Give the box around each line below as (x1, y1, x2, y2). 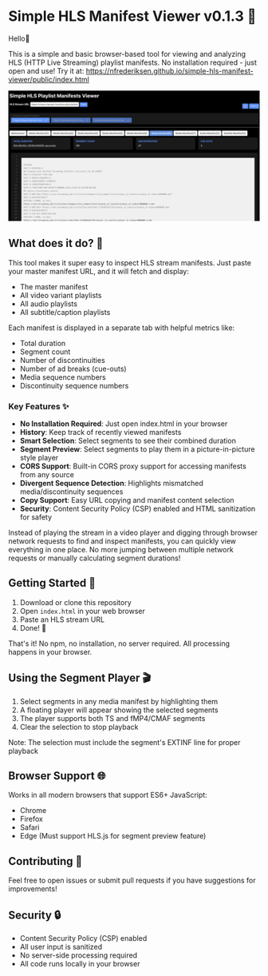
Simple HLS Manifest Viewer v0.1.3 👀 (8, 7, 257, 26)
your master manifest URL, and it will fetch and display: (8, 266, 189, 276)
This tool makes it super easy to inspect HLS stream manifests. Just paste (8, 257, 251, 267)
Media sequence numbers (19, 372, 106, 382)
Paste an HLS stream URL (19, 615, 105, 624)
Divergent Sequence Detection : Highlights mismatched (19, 478, 203, 488)
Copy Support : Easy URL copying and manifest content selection (19, 495, 235, 504)
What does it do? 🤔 (8, 237, 104, 250)
